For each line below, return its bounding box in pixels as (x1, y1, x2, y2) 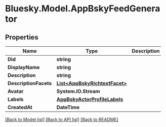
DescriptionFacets (7, 80, 52, 87)
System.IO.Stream (56, 88, 100, 95)
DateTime (56, 104, 80, 111)
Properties (5, 33, 39, 41)
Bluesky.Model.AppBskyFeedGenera (5, 3, 161, 14)
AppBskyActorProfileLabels (56, 96, 124, 102)
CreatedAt (7, 104, 33, 111)
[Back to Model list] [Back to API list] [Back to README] (5, 117, 119, 122)
